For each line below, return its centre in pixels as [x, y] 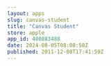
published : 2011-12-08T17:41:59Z [55, 52]
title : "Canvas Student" [43, 26]
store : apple [26, 33]
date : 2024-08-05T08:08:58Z [48, 45]
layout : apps [26, 13]
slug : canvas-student [39, 20]
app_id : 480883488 [34, 39]
